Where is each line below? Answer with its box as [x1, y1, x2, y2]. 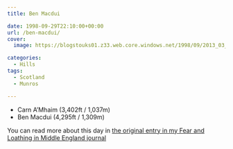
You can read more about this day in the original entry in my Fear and [7, 126, 205, 134]
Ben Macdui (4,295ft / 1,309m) [17, 112, 105, 121]
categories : [7, 55, 42, 62]
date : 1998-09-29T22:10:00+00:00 [7, 22, 104, 30]
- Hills [13, 61, 36, 68]
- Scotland [13, 73, 45, 80]
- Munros [13, 80, 39, 87]
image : [13, 42, 33, 49]
